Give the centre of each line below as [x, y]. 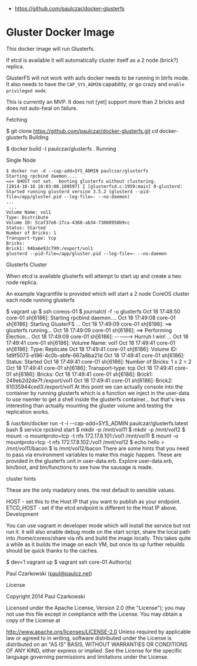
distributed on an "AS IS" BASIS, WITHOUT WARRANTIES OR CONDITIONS [97, 644]
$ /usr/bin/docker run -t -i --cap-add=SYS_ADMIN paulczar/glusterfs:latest [97, 423]
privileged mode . [27, 90]
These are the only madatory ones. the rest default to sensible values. [91, 490]
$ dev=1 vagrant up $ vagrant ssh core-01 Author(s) [69, 562]
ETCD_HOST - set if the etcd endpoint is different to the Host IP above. [92, 508]
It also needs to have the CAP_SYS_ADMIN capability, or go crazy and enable [95, 84]
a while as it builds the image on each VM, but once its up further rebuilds [96, 544]
